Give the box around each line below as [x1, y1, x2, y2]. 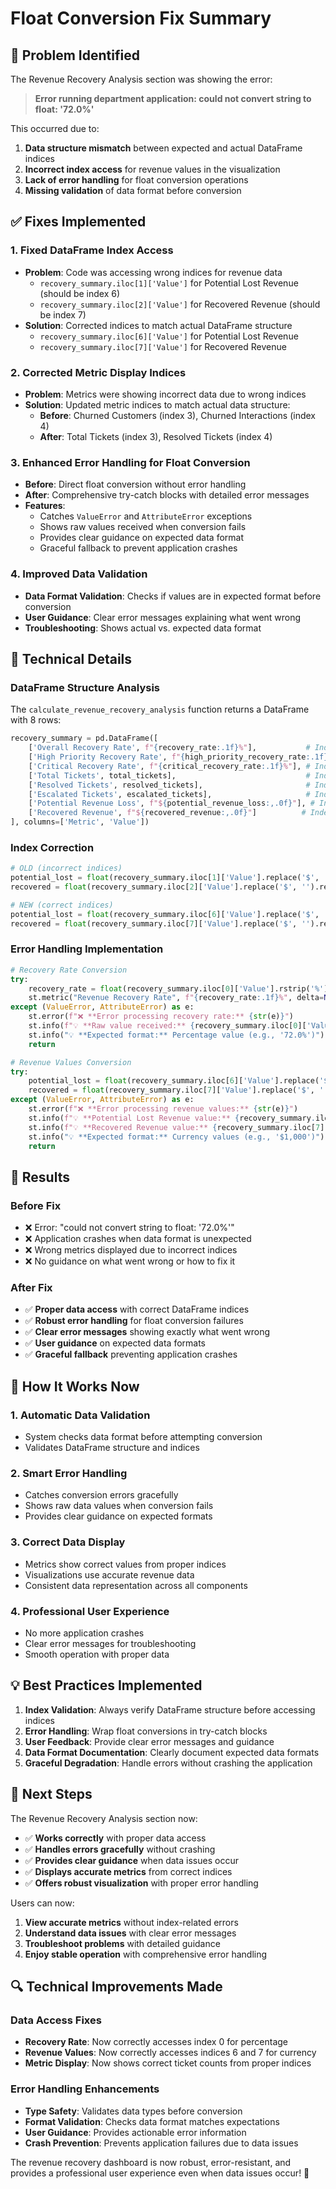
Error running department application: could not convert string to [34, 93, 312, 104]
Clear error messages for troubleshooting [24, 1638, 197, 1650]
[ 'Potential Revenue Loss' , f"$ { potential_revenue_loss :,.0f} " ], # [28, 798, 315, 809]
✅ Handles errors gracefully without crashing [24, 1843, 216, 1855]
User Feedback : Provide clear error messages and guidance [24, 1735, 275, 1747]
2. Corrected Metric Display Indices [10, 365, 187, 379]
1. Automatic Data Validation [10, 1408, 151, 1422]
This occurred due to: [10, 123, 100, 134]
